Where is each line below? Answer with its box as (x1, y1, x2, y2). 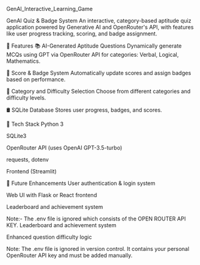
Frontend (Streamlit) (6, 168, 57, 175)
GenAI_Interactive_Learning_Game (6, 5, 93, 12)
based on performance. (6, 76, 66, 83)
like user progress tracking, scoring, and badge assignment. (6, 30, 157, 37)
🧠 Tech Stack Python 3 (6, 120, 64, 128)
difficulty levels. (6, 94, 46, 101)
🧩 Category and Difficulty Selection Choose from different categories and (6, 88, 191, 95)
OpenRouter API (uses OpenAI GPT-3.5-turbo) (6, 144, 123, 151)
